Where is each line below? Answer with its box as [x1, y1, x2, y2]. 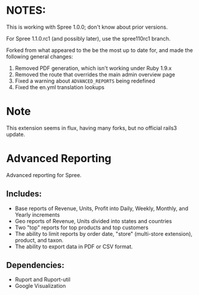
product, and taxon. [14, 236, 64, 244]
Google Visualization [14, 282, 66, 290]
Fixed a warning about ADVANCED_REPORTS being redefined [14, 77, 156, 84]
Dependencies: [6, 260, 65, 270]
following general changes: [6, 53, 73, 60]
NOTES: [6, 4, 46, 17]
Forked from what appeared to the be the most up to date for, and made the [6, 46, 193, 54]
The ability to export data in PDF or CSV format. [14, 243, 133, 250]
